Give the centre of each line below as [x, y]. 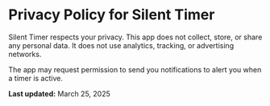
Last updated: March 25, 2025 [60, 93]
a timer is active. [35, 78]
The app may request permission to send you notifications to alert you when [135, 69]
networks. [25, 54]
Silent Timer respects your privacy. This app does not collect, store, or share [135, 37]
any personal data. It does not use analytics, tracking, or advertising [121, 45]
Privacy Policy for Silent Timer [112, 15]
